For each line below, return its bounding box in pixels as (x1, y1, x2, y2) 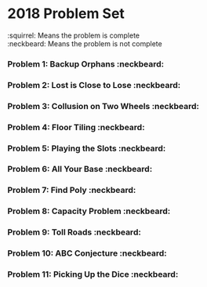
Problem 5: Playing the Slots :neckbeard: (7, 143, 166, 154)
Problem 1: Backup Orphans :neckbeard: (7, 58, 165, 69)
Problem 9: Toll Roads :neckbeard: (7, 227, 142, 238)
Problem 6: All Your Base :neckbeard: (7, 164, 153, 175)
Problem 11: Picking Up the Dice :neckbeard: (7, 269, 179, 280)
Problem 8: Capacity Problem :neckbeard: (7, 205, 171, 216)
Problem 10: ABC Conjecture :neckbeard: (7, 248, 168, 259)
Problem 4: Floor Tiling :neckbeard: (7, 122, 146, 133)
